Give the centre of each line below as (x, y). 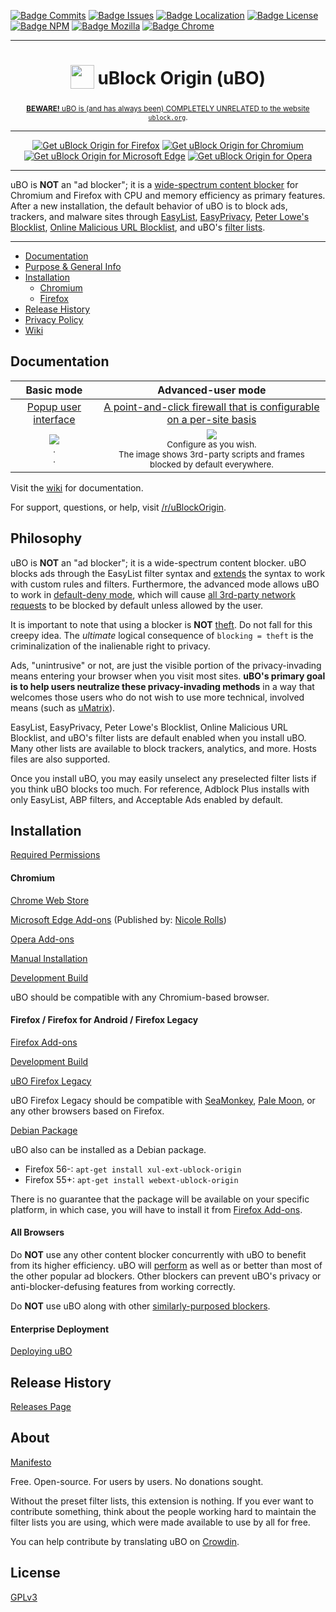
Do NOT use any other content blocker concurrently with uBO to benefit (158, 1254)
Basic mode (54, 390)
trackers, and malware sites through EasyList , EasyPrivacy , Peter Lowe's (160, 216)
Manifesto (31, 1462)
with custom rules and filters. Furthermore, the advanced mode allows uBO (165, 584)
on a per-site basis (211, 419)
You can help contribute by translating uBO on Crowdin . (125, 1541)
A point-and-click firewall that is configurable (211, 407)
